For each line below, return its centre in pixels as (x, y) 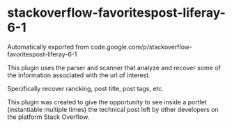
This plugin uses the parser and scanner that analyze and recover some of (114, 67)
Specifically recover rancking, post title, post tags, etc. (85, 88)
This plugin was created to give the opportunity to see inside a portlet (107, 102)
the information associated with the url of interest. (79, 75)
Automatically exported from (48, 47)
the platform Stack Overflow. (48, 117)
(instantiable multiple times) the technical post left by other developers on (113, 109)
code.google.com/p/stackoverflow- (141, 47)
